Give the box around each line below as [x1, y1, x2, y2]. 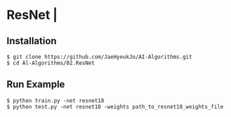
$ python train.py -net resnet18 [6, 97, 105, 104]
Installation [6, 35, 57, 47]
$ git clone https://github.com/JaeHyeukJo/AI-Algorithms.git [6, 53, 192, 60]
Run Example [6, 78, 65, 90]
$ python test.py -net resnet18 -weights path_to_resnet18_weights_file [6, 103, 224, 110]
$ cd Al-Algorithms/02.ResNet [6, 60, 95, 67]
